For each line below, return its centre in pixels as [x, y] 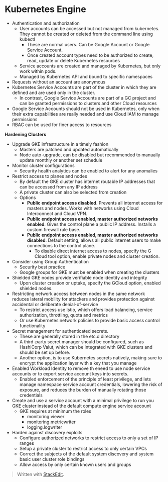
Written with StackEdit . [41, 474]
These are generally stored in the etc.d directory [69, 336]
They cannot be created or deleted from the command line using [86, 34]
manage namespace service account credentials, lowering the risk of [91, 384]
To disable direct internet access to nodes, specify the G [93, 251]
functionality [32, 326]
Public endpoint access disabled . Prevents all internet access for [95, 203]
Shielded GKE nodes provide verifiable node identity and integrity [79, 277]
